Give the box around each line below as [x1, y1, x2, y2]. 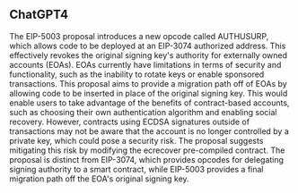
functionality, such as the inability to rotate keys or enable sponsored [9, 69, 265, 80]
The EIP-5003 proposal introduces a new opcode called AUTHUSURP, [9, 30, 269, 41]
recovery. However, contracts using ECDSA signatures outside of [9, 116, 250, 127]
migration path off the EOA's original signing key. [9, 173, 190, 184]
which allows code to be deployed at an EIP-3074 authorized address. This [9, 40, 286, 51]
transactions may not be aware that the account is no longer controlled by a [9, 125, 290, 137]
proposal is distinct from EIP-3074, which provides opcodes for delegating [9, 154, 285, 164]
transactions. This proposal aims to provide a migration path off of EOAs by [9, 78, 287, 88]
